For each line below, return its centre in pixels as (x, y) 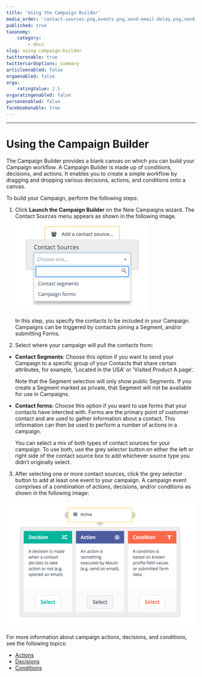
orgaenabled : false (31, 76)
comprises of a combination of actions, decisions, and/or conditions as (103, 486)
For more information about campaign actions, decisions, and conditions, (97, 637)
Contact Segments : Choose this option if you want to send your (94, 357)
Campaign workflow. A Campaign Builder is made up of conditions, (89, 167)
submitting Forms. (37, 333)
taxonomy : (19, 32)
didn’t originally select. (43, 462)
